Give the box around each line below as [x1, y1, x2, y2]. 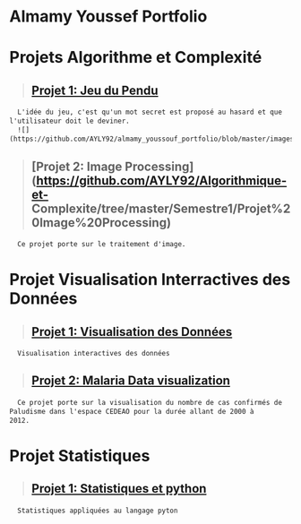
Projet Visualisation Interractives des [9, 270, 291, 290]
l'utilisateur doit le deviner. [9, 116, 130, 126]
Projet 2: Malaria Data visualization [30, 374, 231, 389]
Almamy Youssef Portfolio [9, 6, 208, 27]
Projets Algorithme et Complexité [9, 47, 262, 68]
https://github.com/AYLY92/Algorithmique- [36, 173, 288, 188]
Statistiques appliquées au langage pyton [17, 506, 178, 515]
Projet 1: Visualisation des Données [30, 324, 233, 339]
